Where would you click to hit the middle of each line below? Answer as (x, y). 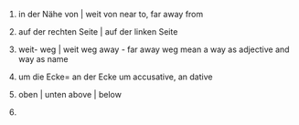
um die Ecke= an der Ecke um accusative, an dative (115, 77)
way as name (43, 59)
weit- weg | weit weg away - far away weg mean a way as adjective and (154, 49)
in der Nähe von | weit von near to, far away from (111, 14)
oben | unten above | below (69, 94)
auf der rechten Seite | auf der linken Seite (98, 31)
